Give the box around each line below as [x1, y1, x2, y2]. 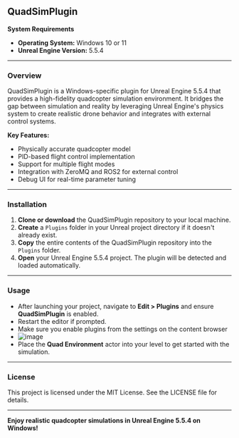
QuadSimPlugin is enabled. [17, 310, 99, 318]
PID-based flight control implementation [17, 153, 135, 161]
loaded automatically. [17, 261, 81, 270]
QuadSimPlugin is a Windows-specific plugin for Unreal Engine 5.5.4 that [7, 87, 221, 96]
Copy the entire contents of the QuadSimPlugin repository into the [17, 238, 212, 247]
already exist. [17, 231, 58, 240]
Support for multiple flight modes [17, 160, 115, 168]
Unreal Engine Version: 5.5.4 [17, 46, 105, 54]
